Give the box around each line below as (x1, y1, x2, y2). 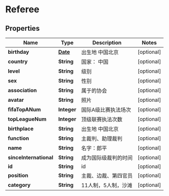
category (8, 182, 31, 188)
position (8, 172, 29, 179)
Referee (5, 4, 40, 15)
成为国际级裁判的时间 (81, 155, 133, 161)
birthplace (8, 125, 34, 132)
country (8, 58, 28, 65)
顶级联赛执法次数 (81, 116, 123, 123)
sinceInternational (8, 154, 54, 161)
